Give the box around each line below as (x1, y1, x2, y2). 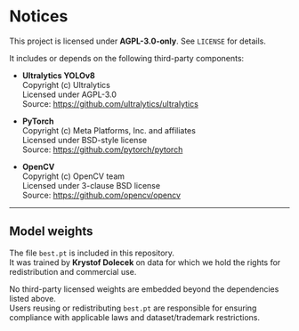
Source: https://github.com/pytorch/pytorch (21, 144, 183, 155)
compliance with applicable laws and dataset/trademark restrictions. (9, 311, 261, 322)
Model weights (9, 224, 93, 239)
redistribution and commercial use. (9, 266, 137, 277)
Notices (9, 6, 69, 27)
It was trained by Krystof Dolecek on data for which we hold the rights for (9, 256, 281, 268)
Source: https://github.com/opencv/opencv (21, 190, 181, 200)
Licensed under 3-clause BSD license (21, 180, 161, 190)
